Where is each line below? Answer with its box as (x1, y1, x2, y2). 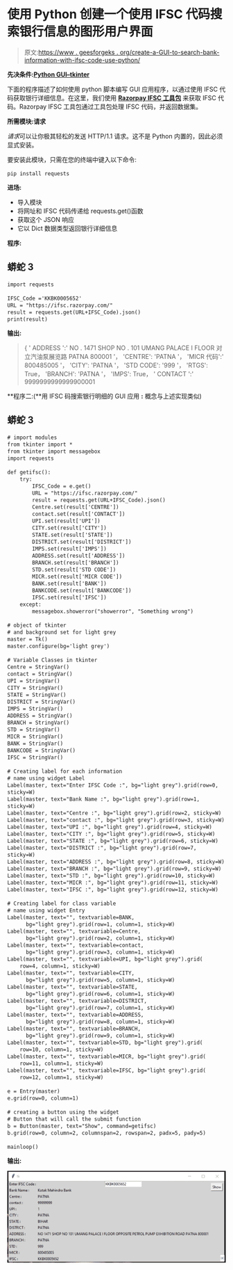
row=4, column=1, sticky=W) (19, 963, 101, 970)
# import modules (7, 434, 58, 441)
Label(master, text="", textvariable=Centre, (7, 928, 141, 935)
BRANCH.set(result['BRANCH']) (32, 559, 119, 566)
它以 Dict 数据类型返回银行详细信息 (17, 224, 118, 232)
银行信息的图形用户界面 (19, 24, 154, 40)
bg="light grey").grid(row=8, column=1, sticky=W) (25, 1018, 175, 1025)
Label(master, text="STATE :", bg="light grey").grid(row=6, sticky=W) (7, 837, 218, 844)
